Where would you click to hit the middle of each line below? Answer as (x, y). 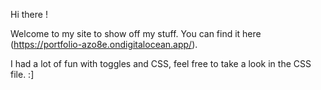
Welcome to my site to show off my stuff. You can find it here (136, 33)
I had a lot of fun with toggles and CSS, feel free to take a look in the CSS (161, 63)
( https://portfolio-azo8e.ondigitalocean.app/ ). (104, 44)
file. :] (22, 74)
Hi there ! (29, 14)
